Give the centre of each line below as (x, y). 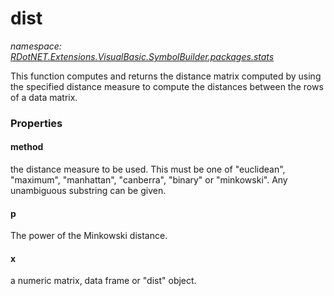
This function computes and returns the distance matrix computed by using (166, 76)
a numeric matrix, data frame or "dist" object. (103, 281)
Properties (36, 123)
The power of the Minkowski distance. (89, 236)
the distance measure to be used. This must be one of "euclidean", (148, 169)
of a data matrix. (44, 97)
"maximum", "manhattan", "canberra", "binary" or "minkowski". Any (149, 180)
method (27, 147)
